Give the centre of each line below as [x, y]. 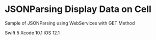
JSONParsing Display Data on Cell [78, 9]
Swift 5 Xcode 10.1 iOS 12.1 [32, 32]
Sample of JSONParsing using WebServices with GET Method [70, 23]
